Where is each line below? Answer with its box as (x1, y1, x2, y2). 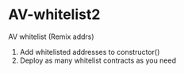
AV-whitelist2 (8, 6, 101, 24)
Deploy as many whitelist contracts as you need (19, 56, 177, 65)
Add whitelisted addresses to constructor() (19, 47, 160, 56)
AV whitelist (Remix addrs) (8, 32, 94, 41)
